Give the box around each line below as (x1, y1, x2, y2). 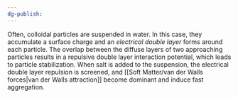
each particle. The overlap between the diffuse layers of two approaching (7, 45, 223, 53)
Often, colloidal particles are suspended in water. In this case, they (7, 30, 202, 38)
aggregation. (7, 82, 45, 91)
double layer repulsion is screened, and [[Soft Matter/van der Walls (7, 67, 204, 76)
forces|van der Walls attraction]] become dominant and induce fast (7, 75, 204, 84)
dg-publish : (7, 10, 43, 18)
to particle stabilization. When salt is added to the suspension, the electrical (7, 60, 229, 68)
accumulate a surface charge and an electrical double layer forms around (7, 37, 223, 46)
